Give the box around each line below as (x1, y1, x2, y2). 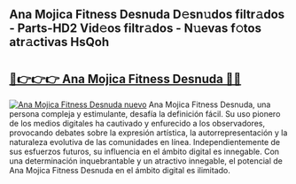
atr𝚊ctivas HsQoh (9, 34, 110, 50)
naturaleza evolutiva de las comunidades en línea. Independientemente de (9, 137, 281, 147)
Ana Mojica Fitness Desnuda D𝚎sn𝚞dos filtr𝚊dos (9, 7, 285, 22)
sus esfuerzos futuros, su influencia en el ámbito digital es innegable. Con (9, 146, 280, 157)
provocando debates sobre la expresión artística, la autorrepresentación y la (9, 127, 288, 138)
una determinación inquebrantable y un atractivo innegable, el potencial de (9, 156, 284, 166)
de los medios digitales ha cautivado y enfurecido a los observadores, (9, 119, 266, 128)
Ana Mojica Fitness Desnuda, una (148, 99, 271, 110)
